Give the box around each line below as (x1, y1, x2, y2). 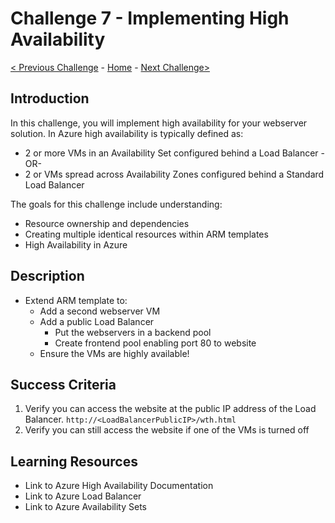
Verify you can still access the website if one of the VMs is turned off (24, 424, 310, 436)
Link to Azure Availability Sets (24, 501, 147, 513)
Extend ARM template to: (24, 294, 128, 306)
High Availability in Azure (24, 238, 128, 251)
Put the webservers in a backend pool (54, 326, 212, 338)
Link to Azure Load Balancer (24, 490, 142, 502)
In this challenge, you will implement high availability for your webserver (10, 117, 308, 129)
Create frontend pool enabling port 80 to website (54, 337, 257, 349)
